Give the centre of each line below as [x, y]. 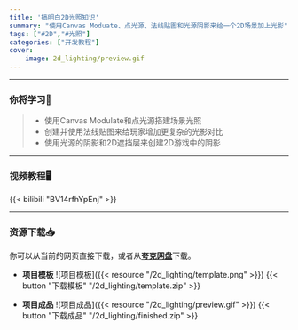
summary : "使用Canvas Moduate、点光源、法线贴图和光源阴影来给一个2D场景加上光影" [149, 26]
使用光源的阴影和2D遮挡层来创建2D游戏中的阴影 [132, 143]
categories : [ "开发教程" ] [55, 42]
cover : [21, 51]
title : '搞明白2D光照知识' [55, 17]
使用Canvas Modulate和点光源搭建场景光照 [123, 121]
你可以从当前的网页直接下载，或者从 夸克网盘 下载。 [102, 255]
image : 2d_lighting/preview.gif [85, 59]
